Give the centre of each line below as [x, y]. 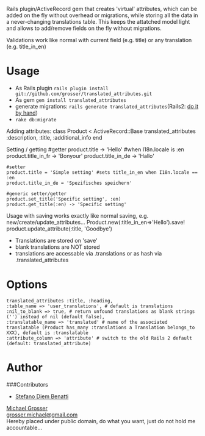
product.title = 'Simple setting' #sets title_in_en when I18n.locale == [102, 172]
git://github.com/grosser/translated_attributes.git [84, 94]
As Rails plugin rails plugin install [62, 88]
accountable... [24, 427]
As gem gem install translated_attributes [70, 99]
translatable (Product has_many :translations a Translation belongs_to [101, 327]
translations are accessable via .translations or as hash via [88, 253]
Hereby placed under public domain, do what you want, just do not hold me [101, 421]
